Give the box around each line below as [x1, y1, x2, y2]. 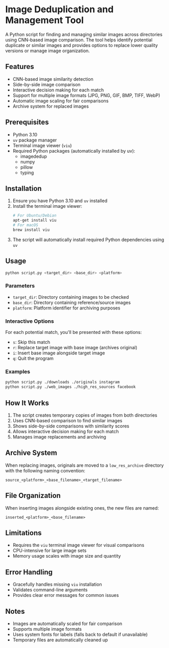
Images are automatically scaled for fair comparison [12, 620, 123, 627]
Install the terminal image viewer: [12, 203, 83, 209]
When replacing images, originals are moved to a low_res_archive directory [5, 462, 164, 468]
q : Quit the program [12, 355, 54, 362]
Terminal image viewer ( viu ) [12, 142, 73, 149]
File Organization [5, 491, 61, 500]
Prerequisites [5, 118, 49, 127]
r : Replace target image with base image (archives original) [12, 345, 138, 351]
